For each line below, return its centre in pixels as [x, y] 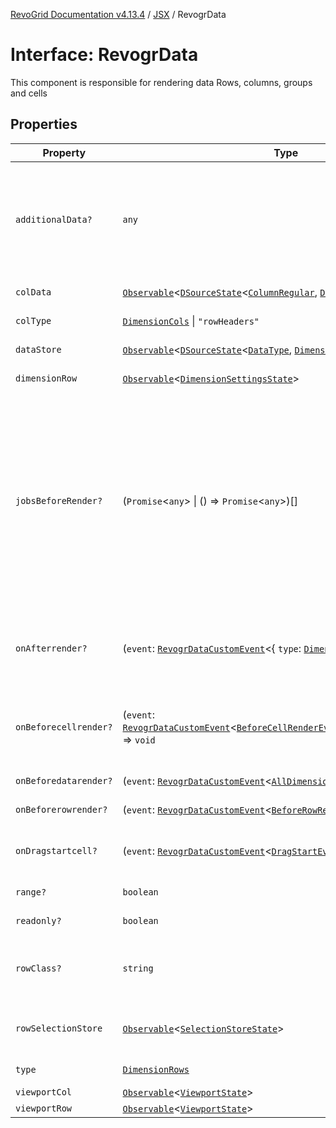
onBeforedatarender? [64, 780]
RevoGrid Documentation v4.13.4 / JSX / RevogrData [118, 14]
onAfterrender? [51, 648]
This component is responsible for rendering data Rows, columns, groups [161, 82]
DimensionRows [156, 1069]
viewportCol [44, 1092]
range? [31, 892]
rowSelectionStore [59, 1028]
